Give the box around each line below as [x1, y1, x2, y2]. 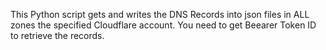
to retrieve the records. [10, 30, 105, 41]
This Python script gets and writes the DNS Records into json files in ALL [10, 9, 310, 20]
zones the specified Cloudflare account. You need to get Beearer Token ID [10, 19, 317, 31]
